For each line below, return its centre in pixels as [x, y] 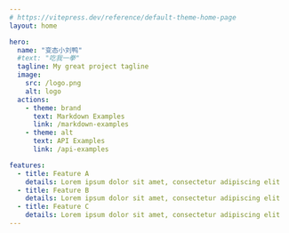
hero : [19, 42]
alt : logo [44, 91]
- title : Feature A [53, 173]
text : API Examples [68, 141]
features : [28, 165]
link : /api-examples [71, 149]
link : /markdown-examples [80, 125]
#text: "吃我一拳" [48, 59]
